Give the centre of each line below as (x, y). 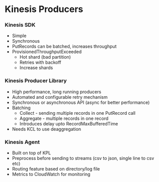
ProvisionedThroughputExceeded (47, 52)
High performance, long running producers (57, 92)
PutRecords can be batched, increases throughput (64, 47)
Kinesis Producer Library (36, 81)
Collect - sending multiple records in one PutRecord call (77, 113)
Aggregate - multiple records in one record (64, 118)
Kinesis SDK (20, 25)
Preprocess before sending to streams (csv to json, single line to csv (83, 158)
